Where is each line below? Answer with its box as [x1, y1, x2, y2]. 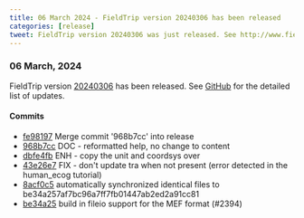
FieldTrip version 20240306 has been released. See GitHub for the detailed [9, 81, 290, 91]
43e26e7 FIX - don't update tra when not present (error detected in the [22, 159, 288, 170]
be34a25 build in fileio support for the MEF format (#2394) [22, 198, 242, 209]
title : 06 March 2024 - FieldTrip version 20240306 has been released [9, 13, 281, 23]
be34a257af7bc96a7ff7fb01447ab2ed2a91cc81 [22, 188, 200, 199]
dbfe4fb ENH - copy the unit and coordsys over [22, 150, 201, 161]
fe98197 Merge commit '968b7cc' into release [22, 130, 195, 141]
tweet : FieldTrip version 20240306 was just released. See [9, 30, 237, 39]
